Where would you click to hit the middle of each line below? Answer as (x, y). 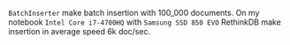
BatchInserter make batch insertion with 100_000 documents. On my (134, 13)
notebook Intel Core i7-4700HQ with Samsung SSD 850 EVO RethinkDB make (145, 22)
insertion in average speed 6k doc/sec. (80, 31)
